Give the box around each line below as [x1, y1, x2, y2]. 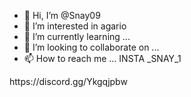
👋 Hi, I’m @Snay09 [23, 10, 101, 21]
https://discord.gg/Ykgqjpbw [9, 76, 128, 87]
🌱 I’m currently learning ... [23, 31, 131, 42]
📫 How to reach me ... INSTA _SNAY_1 [23, 53, 182, 64]
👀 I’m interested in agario [23, 20, 127, 32]
